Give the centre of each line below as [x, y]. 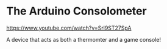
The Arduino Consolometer [77, 11]
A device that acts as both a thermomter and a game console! [84, 39]
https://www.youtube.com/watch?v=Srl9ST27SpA [69, 28]
